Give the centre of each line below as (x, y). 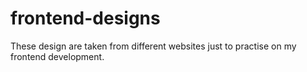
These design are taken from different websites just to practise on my (153, 46)
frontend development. (57, 56)
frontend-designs (85, 18)
